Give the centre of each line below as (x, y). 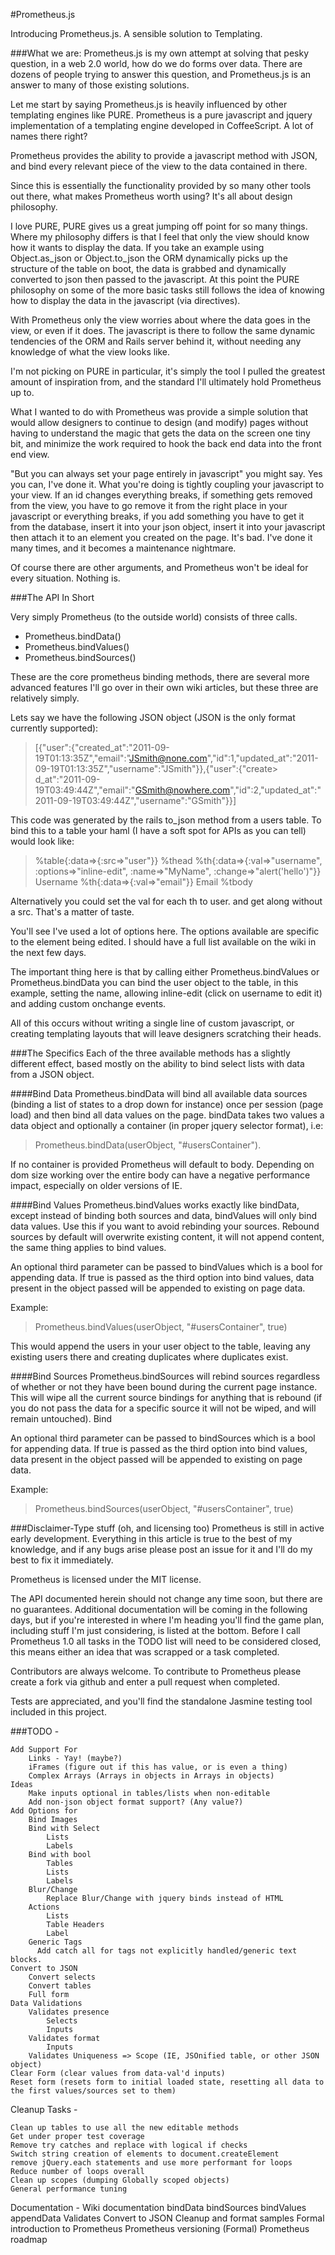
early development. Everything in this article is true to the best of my (151, 1538)
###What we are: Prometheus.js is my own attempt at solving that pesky (160, 53)
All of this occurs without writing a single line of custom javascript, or (152, 1023)
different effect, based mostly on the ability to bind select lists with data (157, 1063)
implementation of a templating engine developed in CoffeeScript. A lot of (162, 125)
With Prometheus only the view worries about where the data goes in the (160, 320)
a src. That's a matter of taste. (72, 912)
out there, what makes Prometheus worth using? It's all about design (151, 196)
